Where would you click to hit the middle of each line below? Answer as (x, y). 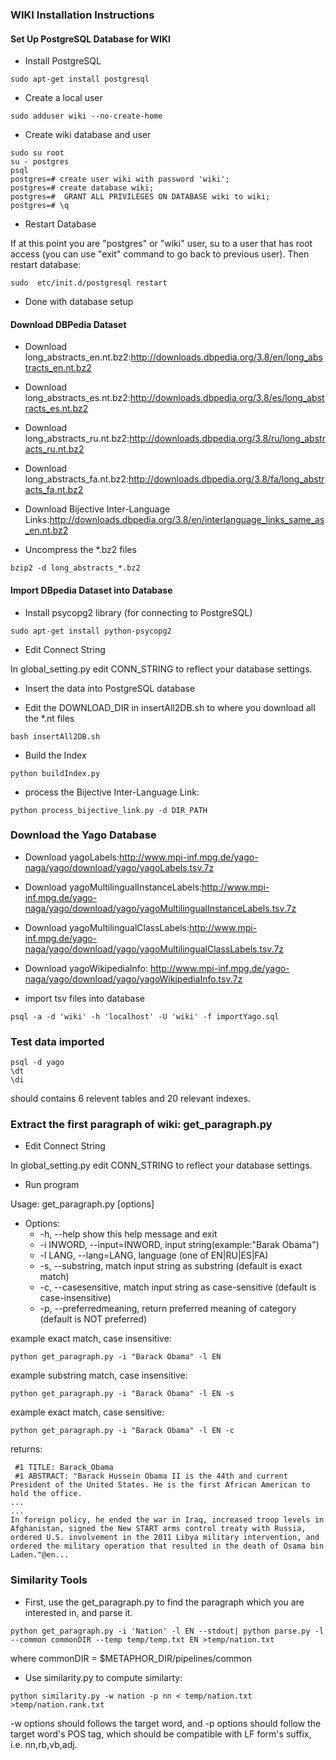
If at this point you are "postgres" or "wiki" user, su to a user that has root (161, 244)
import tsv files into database (85, 998)
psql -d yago (37, 1063)
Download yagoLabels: (72, 857)
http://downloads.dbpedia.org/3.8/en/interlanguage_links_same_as (187, 520)
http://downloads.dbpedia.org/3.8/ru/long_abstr (227, 439)
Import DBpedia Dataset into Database (91, 590)
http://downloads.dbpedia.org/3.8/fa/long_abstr (226, 479)
